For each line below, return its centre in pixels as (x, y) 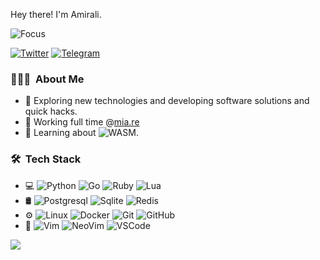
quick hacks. (51, 111)
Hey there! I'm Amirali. (56, 14)
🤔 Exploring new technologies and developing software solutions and (167, 101)
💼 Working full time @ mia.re (82, 122)
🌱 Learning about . (81, 133)
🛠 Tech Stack (46, 159)
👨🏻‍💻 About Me (47, 79)
